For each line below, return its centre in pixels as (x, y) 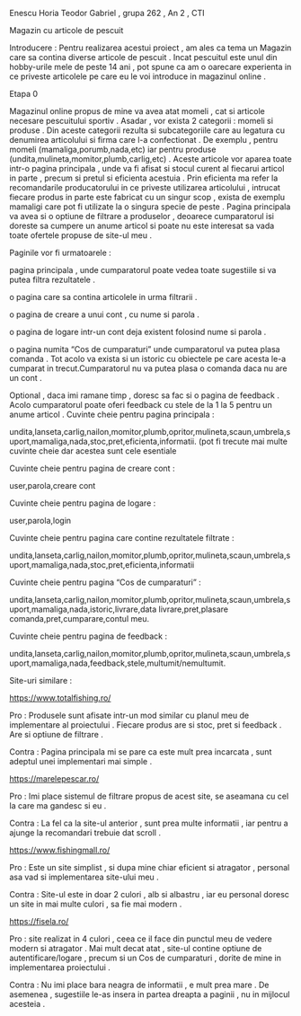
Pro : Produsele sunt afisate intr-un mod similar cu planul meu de (129, 715)
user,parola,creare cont (53, 486)
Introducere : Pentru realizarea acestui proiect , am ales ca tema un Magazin (150, 48)
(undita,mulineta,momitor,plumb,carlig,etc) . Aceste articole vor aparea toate (150, 159)
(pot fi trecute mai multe (243, 441)
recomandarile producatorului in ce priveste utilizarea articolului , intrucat (145, 187)
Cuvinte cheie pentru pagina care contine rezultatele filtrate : (122, 538)
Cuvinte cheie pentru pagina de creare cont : (92, 468)
